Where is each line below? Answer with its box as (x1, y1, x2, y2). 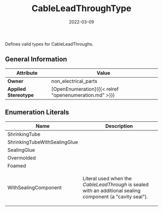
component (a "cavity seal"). (82, 193, 148, 200)
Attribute (16, 69, 38, 76)
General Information (5, 55, 67, 64)
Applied (7, 85, 26, 92)
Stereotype (7, 92, 34, 98)
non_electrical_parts (51, 78, 98, 84)
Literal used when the (82, 175, 132, 182)
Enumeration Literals (5, 108, 69, 116)
